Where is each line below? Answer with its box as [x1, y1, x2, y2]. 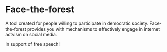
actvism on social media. [5, 31, 57, 37]
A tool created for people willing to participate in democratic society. [5, 20, 149, 27]
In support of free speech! [5, 41, 60, 47]
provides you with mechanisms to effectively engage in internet [27, 25, 160, 32]
